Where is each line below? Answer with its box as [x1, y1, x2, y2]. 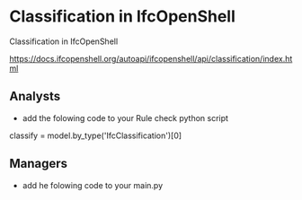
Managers [9, 156, 68, 171]
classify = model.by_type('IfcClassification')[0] [9, 130, 182, 141]
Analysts [9, 89, 61, 104]
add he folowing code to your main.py [22, 179, 164, 190]
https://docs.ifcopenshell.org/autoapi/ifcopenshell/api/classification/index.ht [9, 53, 293, 64]
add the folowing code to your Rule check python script [22, 112, 229, 123]
